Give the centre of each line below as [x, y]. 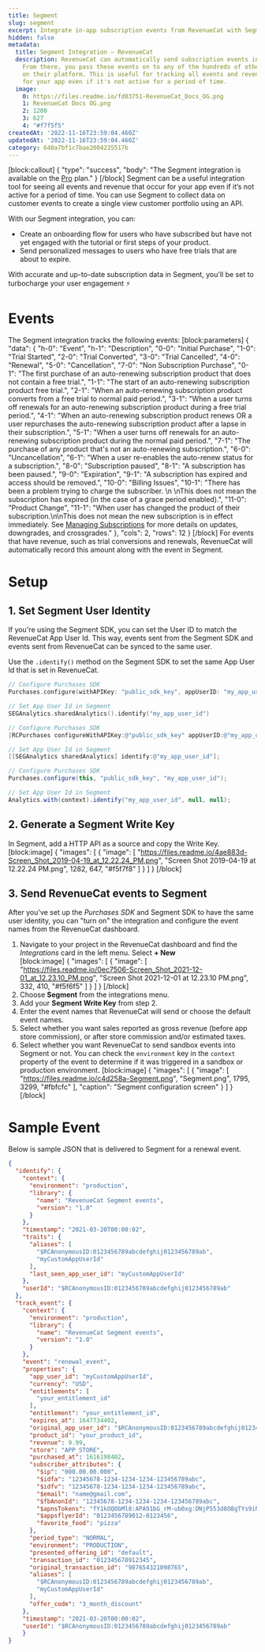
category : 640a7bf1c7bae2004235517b [68, 148]
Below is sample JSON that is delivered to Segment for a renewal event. [125, 1149]
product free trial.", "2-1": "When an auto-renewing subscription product [125, 391]
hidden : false [32, 37]
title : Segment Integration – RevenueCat [84, 52]
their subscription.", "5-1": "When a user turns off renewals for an [114, 433]
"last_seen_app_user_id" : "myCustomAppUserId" [107, 1274]
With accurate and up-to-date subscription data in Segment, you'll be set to [131, 275]
